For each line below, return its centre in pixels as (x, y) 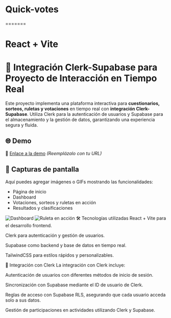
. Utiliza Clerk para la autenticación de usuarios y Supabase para (95, 114)
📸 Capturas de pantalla (42, 169)
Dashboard (25, 197)
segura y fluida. (22, 125)
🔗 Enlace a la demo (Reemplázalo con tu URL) (54, 153)
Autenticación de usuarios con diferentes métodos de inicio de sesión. (79, 275)
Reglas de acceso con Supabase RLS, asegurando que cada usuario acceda (86, 295)
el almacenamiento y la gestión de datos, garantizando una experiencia (80, 120)
